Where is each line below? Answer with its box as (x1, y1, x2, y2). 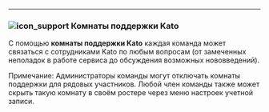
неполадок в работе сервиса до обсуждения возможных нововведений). (8, 55, 260, 65)
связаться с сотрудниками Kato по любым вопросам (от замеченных (8, 47, 247, 57)
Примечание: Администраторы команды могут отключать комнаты (8, 71, 241, 81)
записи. (8, 97, 34, 106)
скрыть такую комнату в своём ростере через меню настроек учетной (8, 88, 254, 98)
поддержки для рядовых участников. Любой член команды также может (8, 79, 260, 89)
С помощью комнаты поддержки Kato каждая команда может (8, 38, 227, 48)
